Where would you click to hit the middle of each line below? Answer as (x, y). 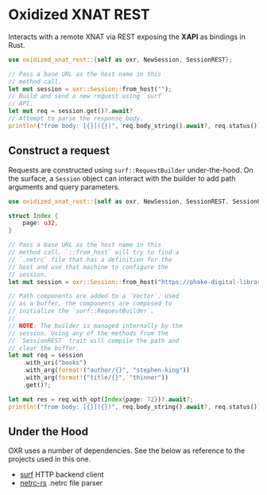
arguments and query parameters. (64, 187)
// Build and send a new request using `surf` (87, 96)
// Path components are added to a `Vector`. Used (94, 296)
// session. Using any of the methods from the (89, 333)
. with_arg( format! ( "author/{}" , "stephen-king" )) (106, 370)
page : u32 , (41, 223)
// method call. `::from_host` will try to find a (94, 252)
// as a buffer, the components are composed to (90, 304)
